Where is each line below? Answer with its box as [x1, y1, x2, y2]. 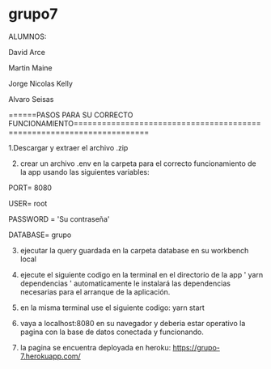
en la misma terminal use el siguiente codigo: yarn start [19, 303, 205, 312]
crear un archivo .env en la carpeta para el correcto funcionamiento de [19, 159, 256, 168]
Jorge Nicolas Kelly [8, 78, 73, 88]
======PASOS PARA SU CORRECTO [8, 110, 133, 120]
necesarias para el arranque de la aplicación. [19, 286, 171, 296]
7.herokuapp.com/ [19, 351, 81, 361]
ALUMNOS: [8, 32, 47, 41]
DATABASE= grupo [8, 230, 72, 240]
